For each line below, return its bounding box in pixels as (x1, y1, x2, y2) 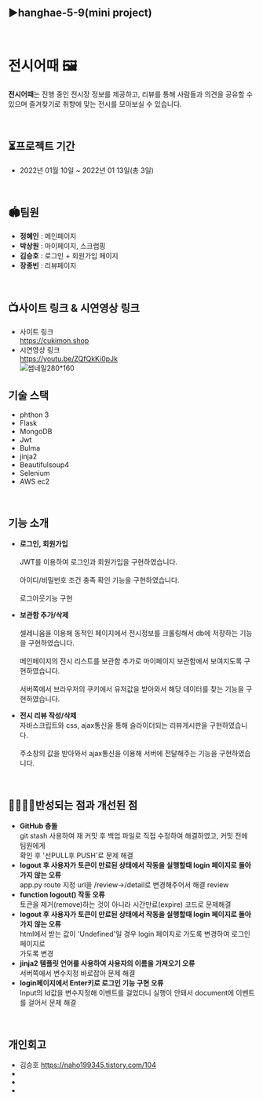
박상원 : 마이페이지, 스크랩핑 (19, 241, 106, 250)
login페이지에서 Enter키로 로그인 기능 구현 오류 (19, 978, 164, 988)
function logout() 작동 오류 (19, 890, 105, 899)
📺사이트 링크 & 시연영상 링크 (8, 301, 140, 315)
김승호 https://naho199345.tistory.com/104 (19, 1060, 157, 1070)
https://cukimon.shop (19, 336, 89, 345)
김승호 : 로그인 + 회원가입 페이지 (19, 251, 119, 261)
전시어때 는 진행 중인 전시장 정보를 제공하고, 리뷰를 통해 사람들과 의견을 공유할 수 (8, 90, 254, 99)
